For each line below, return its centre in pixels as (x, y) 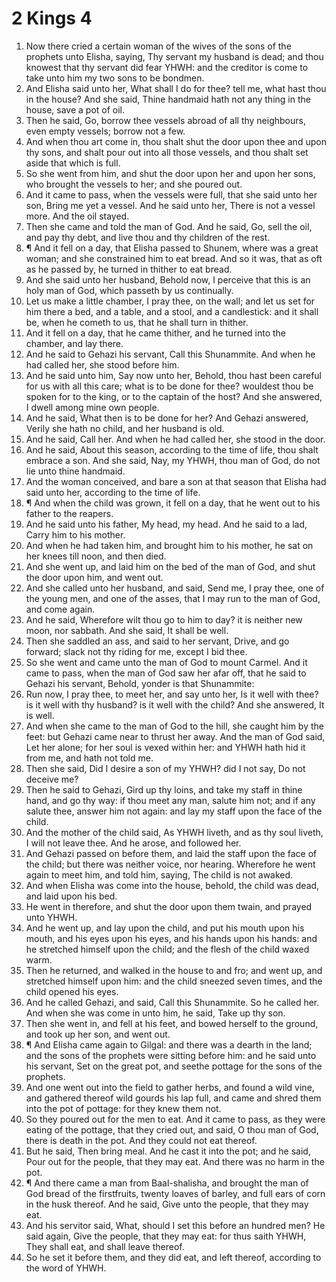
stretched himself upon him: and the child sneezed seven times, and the (174, 981)
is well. (40, 715)
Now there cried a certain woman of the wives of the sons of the (158, 46)
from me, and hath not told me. (89, 758)
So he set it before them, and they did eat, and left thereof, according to (173, 1257)
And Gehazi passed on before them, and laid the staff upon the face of (171, 853)
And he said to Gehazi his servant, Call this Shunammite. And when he (170, 354)
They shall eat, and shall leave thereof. (105, 1246)
